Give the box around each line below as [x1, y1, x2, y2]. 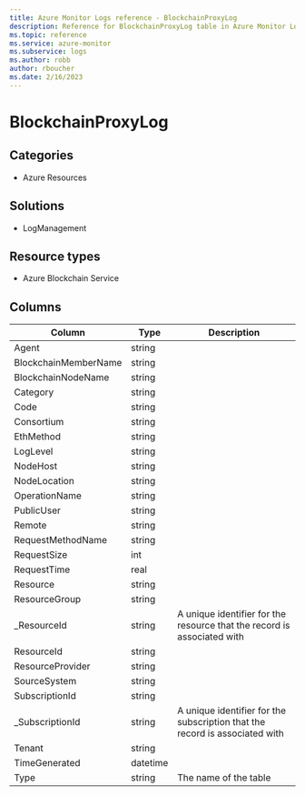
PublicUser [14, 504, 62, 517]
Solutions [9, 198, 65, 214]
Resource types [9, 248, 101, 264]
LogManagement [22, 222, 87, 233]
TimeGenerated [14, 757, 81, 770]
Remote [14, 519, 47, 532]
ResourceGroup [14, 593, 82, 606]
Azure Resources [22, 172, 88, 183]
